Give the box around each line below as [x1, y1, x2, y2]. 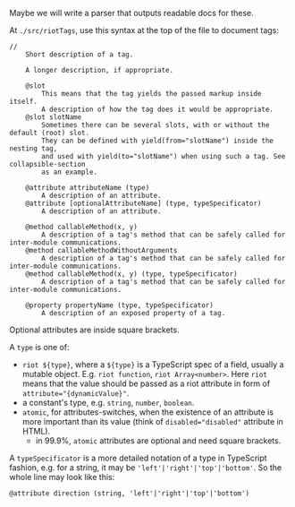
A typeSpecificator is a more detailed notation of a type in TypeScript [9, 452, 267, 463]
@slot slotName [25, 113, 82, 122]
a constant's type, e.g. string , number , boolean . [21, 398, 195, 408]
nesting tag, [9, 144, 58, 153]
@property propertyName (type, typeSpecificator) [25, 301, 215, 310]
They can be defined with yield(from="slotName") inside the [41, 136, 274, 145]
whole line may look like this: [9, 472, 115, 482]
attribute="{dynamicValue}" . [21, 388, 130, 398]
